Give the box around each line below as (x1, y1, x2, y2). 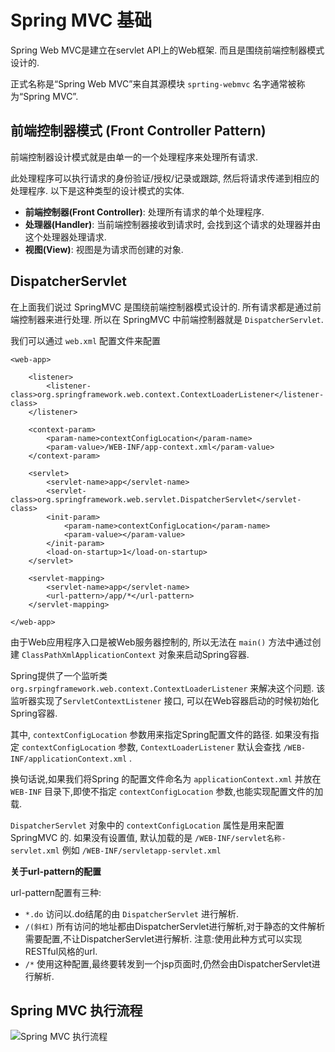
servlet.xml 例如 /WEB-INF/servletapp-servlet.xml (10, 844, 222, 856)
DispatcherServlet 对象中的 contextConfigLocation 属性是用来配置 (10, 819, 285, 831)
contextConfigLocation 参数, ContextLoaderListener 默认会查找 (21, 741, 282, 753)
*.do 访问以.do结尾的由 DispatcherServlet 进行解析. (24, 907, 239, 920)
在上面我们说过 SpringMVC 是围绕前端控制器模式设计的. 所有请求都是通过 (10, 301, 313, 313)
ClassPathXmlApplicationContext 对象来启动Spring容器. (21, 648, 250, 660)
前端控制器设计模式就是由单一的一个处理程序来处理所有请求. (10, 151, 259, 163)
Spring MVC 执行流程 (10, 1002, 143, 1019)
